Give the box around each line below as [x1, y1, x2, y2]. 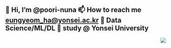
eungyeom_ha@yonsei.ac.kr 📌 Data [5, 16, 122, 25]
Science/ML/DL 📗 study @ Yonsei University [5, 24, 149, 33]
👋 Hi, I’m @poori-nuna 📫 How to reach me [5, 6, 141, 14]
